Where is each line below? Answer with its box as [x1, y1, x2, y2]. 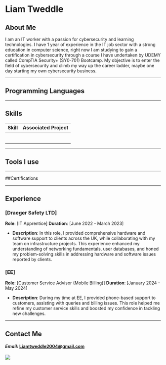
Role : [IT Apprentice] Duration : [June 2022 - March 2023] [5, 220, 124, 226]
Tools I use [5, 157, 39, 166]
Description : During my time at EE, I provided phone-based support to [12, 295, 156, 301]
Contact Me [5, 329, 42, 338]
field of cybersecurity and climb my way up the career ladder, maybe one [5, 63, 155, 68]
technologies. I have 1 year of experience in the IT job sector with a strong [5, 42, 156, 48]
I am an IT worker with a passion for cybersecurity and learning [5, 36, 134, 42]
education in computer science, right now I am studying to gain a [5, 47, 137, 52]
